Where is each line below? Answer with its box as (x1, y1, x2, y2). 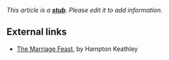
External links (6, 26, 67, 38)
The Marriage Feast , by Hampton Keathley (16, 45, 138, 53)
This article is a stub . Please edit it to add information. (6, 6, 163, 14)
